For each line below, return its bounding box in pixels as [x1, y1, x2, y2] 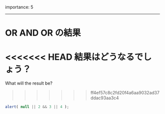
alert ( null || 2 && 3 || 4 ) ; [5, 105, 69, 110]
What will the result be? [5, 80, 53, 86]
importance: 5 [5, 4, 33, 10]
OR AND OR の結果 [5, 27, 81, 39]
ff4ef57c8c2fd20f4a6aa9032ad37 [90, 90, 160, 96]
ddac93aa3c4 [90, 95, 119, 101]
